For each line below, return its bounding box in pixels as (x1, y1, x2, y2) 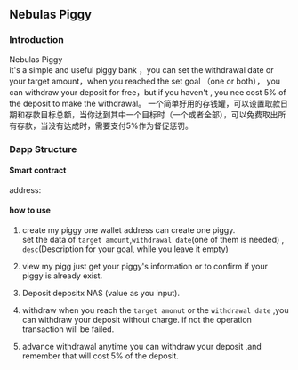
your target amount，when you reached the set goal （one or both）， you (9, 76, 281, 86)
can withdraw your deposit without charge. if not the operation (21, 315, 252, 326)
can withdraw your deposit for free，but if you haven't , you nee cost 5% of (9, 86, 286, 97)
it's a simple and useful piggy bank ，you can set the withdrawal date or (9, 64, 274, 75)
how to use (9, 205, 52, 216)
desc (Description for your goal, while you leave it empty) (21, 244, 229, 254)
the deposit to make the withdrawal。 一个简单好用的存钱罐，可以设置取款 (9, 98, 281, 109)
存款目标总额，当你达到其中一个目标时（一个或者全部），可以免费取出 (24, 109, 278, 119)
